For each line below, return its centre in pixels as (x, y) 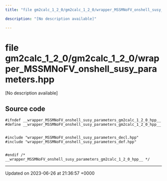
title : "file (19, 10)
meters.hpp (30, 79)
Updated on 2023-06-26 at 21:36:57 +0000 (50, 173)
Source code (25, 109)
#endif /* (15, 155)
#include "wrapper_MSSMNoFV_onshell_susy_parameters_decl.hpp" (72, 138)
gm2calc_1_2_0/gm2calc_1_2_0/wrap (82, 58)
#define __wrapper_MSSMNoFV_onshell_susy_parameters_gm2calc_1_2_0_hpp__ (83, 125)
